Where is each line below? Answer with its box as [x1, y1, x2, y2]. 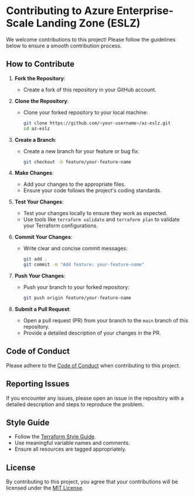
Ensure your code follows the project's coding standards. [23, 187, 162, 194]
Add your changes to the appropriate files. [23, 181, 126, 188]
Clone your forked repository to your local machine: [23, 108, 148, 115]
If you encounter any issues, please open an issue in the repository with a [6, 394, 184, 401]
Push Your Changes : [14, 273, 66, 280]
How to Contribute [6, 59, 75, 69]
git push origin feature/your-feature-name [23, 295, 132, 301]
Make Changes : [14, 169, 54, 176]
